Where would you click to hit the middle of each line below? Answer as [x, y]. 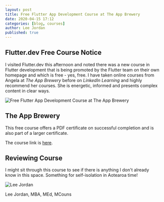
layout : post [19, 10]
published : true [22, 33]
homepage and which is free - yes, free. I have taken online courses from [80, 75]
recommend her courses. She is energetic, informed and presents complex [82, 85]
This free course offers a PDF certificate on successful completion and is [80, 128]
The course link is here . [29, 142]
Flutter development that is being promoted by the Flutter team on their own [82, 70]
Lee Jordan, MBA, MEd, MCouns [38, 194]
